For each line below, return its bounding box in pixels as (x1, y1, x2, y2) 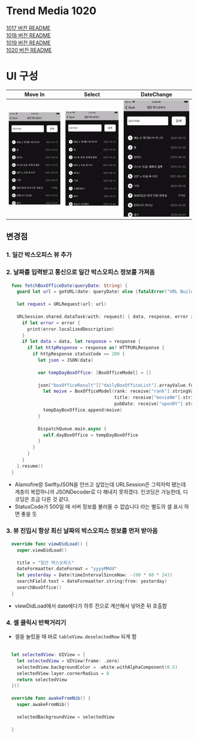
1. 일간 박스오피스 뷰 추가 (6, 251, 72, 259)
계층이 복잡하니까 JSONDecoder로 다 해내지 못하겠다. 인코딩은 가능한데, (14, 488, 182, 495)
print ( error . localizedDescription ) (27, 326, 115, 332)
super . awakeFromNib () (16, 701, 70, 707)
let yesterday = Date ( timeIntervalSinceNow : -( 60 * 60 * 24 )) (16, 572, 173, 578)
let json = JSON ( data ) (37, 357, 94, 364)
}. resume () (16, 463, 44, 469)
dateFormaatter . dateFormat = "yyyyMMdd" (16, 566, 117, 572)
